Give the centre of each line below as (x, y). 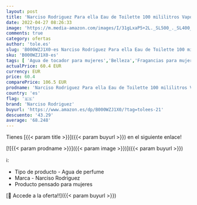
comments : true (25, 33)
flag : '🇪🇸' (21, 98)
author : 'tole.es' (28, 45)
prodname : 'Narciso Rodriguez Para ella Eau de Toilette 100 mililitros (97, 88)
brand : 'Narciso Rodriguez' (40, 104)
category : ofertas (28, 39)
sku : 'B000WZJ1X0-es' (33, 55)
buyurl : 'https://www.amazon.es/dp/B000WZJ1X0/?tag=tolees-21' (85, 110)
